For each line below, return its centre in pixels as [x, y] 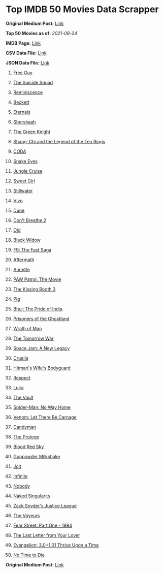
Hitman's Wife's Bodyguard [42, 368]
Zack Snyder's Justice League [45, 505]
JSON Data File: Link [28, 62]
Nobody [22, 486]
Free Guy [23, 73]
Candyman [25, 427]
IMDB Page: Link [23, 43]
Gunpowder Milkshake [37, 456]
